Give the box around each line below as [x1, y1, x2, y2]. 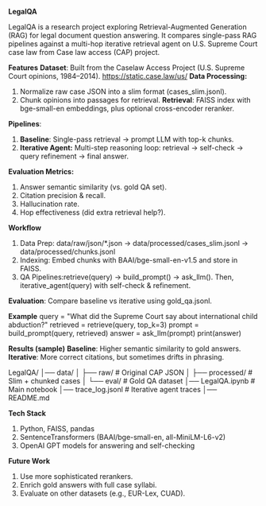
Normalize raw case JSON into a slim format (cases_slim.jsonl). [19, 87, 227, 96]
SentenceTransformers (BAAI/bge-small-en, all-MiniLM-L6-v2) [19, 433, 226, 442]
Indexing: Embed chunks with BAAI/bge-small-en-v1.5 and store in [19, 255, 238, 265]
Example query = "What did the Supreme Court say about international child [8, 312, 258, 321]
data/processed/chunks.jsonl [19, 247, 116, 256]
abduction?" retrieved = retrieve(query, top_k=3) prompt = [8, 320, 199, 329]
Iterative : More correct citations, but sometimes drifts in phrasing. [8, 352, 225, 361]
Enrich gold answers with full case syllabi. [19, 481, 157, 489]
